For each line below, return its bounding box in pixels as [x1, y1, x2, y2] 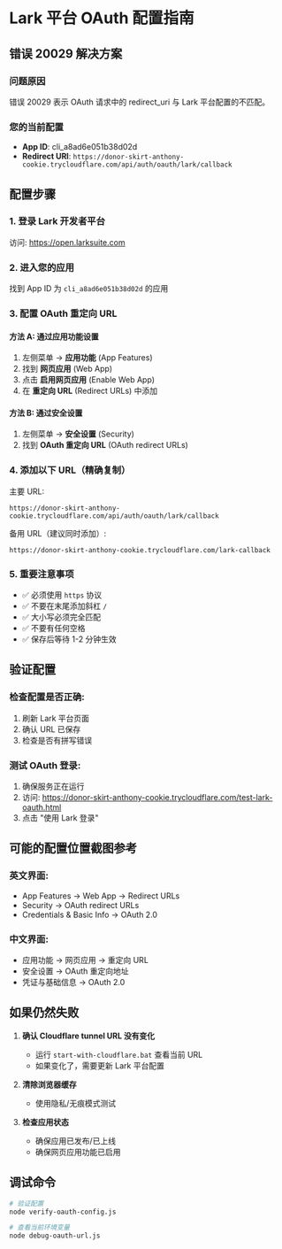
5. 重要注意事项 [9, 567, 74, 580]
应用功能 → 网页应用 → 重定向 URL [21, 955, 149, 966]
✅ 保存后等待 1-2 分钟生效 [21, 634, 117, 644]
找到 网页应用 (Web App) [21, 364, 113, 374]
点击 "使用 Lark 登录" [21, 813, 99, 823]
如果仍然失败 [9, 1006, 80, 1021]
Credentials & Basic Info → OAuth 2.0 [21, 909, 157, 920]
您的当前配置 [9, 120, 65, 133]
